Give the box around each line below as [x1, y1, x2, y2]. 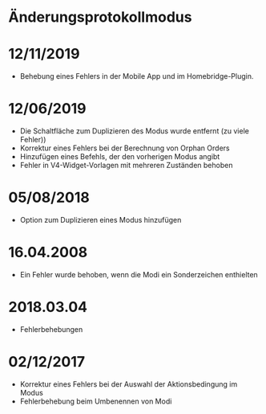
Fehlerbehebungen [19, 324, 83, 334]
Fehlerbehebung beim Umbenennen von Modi [19, 396, 172, 406]
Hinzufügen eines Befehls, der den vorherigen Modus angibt [19, 152, 220, 162]
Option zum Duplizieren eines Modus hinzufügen [19, 215, 182, 224]
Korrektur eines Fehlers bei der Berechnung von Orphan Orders [19, 143, 230, 153]
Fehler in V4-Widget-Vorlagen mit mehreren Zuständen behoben [19, 161, 233, 170]
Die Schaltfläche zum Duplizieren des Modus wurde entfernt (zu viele [19, 126, 250, 136]
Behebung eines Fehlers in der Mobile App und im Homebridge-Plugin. [19, 72, 254, 81]
